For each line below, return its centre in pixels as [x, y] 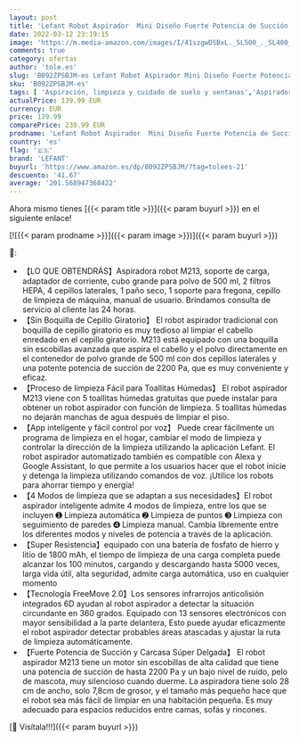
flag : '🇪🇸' [31, 150]
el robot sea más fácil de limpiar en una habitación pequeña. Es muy [147, 700]
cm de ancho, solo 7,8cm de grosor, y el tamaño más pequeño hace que [154, 691]
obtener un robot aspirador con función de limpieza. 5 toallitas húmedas [154, 408]
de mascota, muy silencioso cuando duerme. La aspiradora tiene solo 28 [155, 681]
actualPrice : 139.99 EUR [55, 100]
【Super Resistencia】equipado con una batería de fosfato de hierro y [150, 545]
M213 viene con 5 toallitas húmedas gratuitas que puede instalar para [149, 399]
